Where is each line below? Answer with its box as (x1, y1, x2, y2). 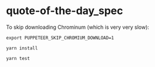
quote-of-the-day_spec (6, 4, 123, 18)
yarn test (6, 55, 31, 61)
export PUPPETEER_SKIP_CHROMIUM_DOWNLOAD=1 (6, 35, 114, 41)
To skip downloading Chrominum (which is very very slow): (6, 24, 150, 31)
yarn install (6, 45, 38, 51)
